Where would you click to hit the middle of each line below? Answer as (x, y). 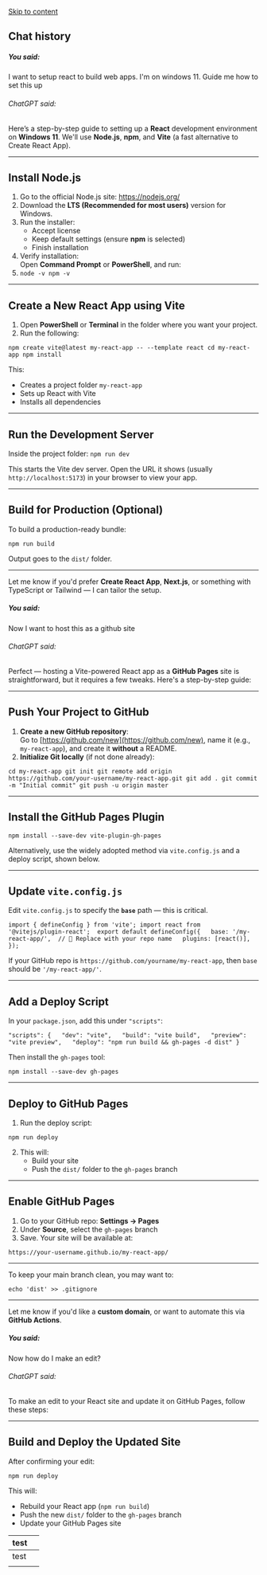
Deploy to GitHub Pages (68, 1104)
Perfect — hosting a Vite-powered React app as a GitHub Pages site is (124, 671)
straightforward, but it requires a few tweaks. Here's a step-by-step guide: (130, 680)
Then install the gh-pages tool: (57, 1057)
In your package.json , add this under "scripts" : (85, 1021)
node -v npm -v (45, 274)
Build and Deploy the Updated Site (95, 1442)
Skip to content (33, 12)
